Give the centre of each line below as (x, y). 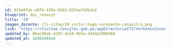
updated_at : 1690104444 (30, 39)
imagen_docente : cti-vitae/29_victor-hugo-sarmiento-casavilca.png (79, 24)
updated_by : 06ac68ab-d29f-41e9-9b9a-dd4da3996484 (60, 34)
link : (11, 29)
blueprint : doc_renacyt (30, 15)
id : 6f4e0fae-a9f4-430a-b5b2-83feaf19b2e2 (51, 10)
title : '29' (17, 19)
